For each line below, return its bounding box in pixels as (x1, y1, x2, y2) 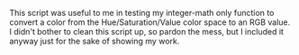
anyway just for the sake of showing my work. (9, 35, 180, 46)
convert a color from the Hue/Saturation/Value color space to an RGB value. (9, 17, 291, 27)
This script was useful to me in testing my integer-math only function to (9, 8, 275, 18)
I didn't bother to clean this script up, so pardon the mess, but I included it (9, 27, 284, 36)
